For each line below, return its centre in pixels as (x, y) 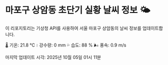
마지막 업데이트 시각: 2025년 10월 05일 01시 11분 (53, 57)
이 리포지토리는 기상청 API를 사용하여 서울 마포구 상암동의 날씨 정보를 (73, 28)
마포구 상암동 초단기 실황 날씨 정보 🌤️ (78, 10)
